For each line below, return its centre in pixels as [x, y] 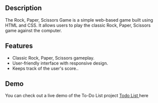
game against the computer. [34, 30]
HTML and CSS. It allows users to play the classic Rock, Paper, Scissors [78, 25]
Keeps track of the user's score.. [45, 68]
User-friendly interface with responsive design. [60, 63]
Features [19, 46]
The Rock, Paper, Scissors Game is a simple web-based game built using [79, 20]
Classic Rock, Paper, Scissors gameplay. [53, 58]
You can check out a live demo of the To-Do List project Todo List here [77, 96]
